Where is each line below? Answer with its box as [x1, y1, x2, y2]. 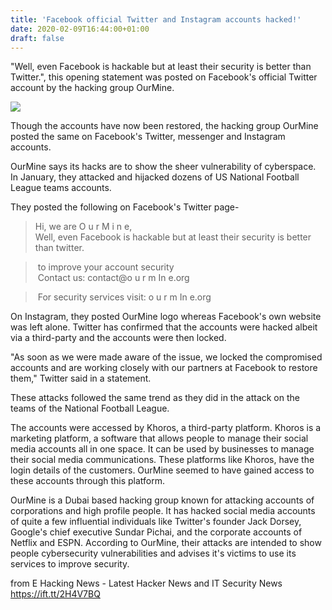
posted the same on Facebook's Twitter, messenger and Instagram [10, 131, 286, 143]
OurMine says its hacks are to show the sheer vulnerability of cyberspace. [10, 161, 317, 173]
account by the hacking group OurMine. [10, 82, 175, 94]
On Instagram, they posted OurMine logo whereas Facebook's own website [10, 311, 322, 323]
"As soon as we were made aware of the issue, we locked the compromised [10, 351, 323, 363]
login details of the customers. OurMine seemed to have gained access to [10, 464, 315, 476]
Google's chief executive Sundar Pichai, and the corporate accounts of [10, 526, 303, 538]
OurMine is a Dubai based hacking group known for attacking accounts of [10, 494, 315, 506]
